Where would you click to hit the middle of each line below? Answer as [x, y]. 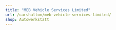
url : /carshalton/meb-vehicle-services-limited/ [58, 15]
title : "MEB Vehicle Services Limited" [48, 10]
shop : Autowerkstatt [27, 19]
